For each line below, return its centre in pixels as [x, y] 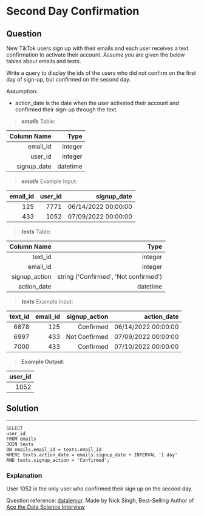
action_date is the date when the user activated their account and [97, 103]
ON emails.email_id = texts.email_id [54, 449]
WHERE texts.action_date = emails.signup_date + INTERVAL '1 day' [92, 455]
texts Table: [36, 232]
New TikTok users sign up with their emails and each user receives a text [98, 48]
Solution [22, 409]
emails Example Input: [49, 181]
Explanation [24, 475]
